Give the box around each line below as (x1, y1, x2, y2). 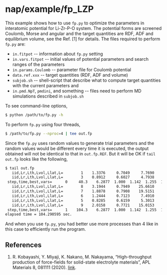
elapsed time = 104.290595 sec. (5, 212, 72, 217)
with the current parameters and (12, 82, 79, 88)
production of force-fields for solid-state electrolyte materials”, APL (12, 259, 151, 265)
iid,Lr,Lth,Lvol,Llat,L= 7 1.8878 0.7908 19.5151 (11, 189, 155, 194)
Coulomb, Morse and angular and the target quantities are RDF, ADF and (5, 30, 154, 36)
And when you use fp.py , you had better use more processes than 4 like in (5, 221, 159, 227)
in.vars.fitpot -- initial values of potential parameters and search (12, 56, 149, 62)
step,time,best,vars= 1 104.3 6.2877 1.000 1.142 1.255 (7, 207, 157, 212)
